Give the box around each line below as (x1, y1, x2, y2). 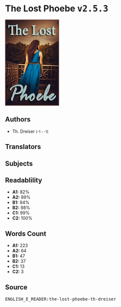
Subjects (5, 159, 33, 168)
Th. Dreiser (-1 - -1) (12, 128, 49, 134)
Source (5, 283, 28, 291)
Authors (5, 115, 31, 123)
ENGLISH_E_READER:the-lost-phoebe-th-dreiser (5, 296, 117, 302)
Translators (5, 143, 41, 151)
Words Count (5, 229, 47, 238)
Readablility (5, 176, 43, 184)
